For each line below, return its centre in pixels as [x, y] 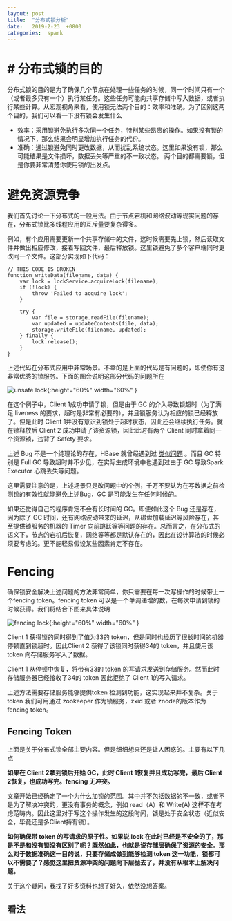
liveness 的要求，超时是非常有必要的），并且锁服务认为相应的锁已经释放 [117, 413]
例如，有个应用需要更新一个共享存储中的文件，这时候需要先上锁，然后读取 [113, 239]
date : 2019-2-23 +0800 [44, 26]
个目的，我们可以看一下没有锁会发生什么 [65, 115]
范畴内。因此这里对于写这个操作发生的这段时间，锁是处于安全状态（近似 [116, 813]
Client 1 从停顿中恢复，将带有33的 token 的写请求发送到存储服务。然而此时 [113, 669]
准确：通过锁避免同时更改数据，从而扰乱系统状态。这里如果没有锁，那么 [120, 148]
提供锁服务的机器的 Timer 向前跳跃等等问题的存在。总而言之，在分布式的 [117, 526]
